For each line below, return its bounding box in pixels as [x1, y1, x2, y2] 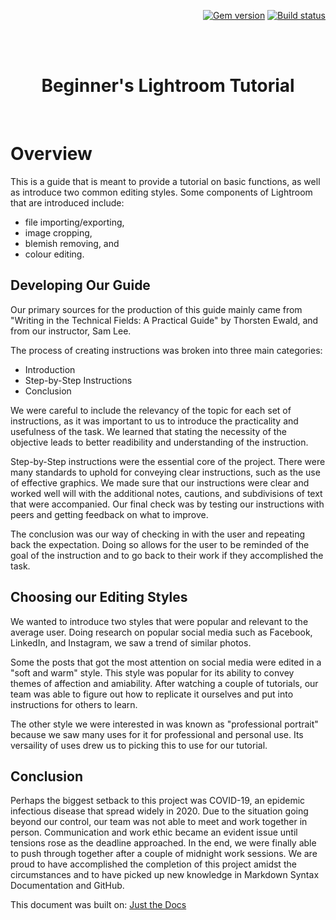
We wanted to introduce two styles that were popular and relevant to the [10, 615, 309, 627]
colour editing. [24, 248, 85, 260]
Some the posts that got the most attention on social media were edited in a [10, 656, 322, 668]
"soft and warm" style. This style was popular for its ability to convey [10, 666, 295, 679]
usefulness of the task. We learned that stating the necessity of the [10, 425, 287, 437]
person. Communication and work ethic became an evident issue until [10, 826, 298, 839]
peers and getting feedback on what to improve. [10, 508, 209, 520]
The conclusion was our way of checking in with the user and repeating [10, 528, 306, 540]
